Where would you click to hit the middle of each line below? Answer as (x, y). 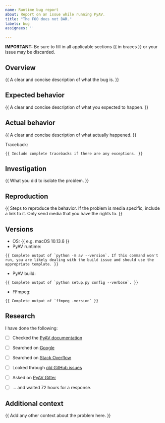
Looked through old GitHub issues (47, 368)
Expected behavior (35, 95)
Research (20, 316)
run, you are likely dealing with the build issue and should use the (80, 260)
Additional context (34, 403)
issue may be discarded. (30, 52)
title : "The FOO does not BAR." (38, 19)
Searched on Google (33, 347)
